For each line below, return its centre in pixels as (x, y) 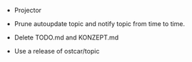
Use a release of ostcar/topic (57, 51)
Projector (27, 10)
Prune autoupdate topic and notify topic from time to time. (100, 24)
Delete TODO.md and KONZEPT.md (66, 37)
